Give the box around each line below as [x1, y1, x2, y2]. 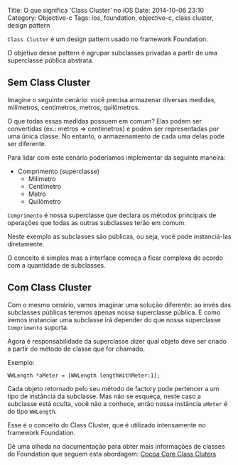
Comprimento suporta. [7, 323, 69, 332]
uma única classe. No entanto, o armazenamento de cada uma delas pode [7, 131, 225, 141]
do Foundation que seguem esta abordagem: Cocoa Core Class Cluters [7, 449, 217, 458]
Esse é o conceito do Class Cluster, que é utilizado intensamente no [7, 420, 206, 429]
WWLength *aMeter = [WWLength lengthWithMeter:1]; [7, 372, 161, 379]
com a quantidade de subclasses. [7, 261, 106, 269]
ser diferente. [7, 139, 47, 148]
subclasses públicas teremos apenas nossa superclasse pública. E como [7, 308, 221, 317]
